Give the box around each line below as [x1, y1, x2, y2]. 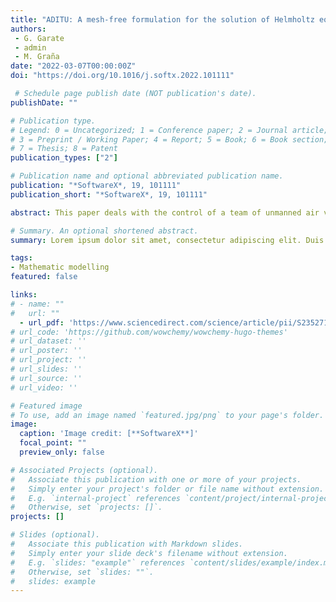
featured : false [10, 272, 78, 282]
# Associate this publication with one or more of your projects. [10, 474, 302, 485]
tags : [10, 253, 33, 263]
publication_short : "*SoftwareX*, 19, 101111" [10, 189, 208, 200]
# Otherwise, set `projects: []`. [10, 502, 163, 513]
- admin [14, 42, 47, 53]
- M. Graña [14, 52, 60, 62]
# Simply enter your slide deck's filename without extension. [10, 548, 288, 558]
